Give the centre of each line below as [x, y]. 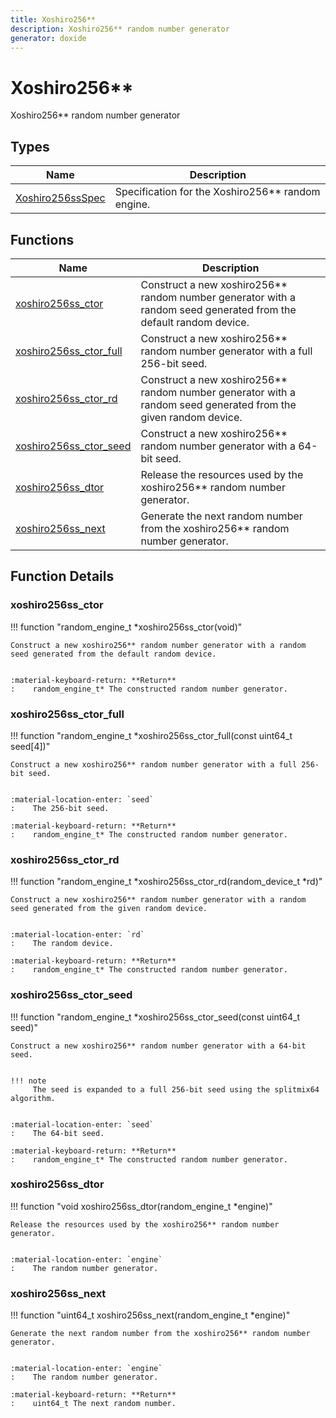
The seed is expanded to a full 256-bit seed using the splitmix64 [176, 1089]
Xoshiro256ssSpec [60, 198]
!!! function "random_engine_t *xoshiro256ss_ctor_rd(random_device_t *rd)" [166, 882]
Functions [42, 239]
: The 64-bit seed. [57, 1133]
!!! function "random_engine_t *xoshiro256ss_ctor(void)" [126, 627]
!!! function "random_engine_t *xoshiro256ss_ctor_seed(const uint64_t [155, 1017]
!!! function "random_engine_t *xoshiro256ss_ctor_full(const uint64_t [151, 735]
